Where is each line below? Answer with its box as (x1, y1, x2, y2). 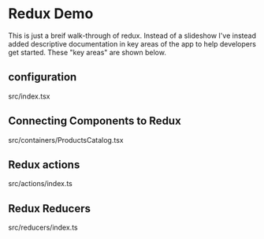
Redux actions (8, 158, 80, 171)
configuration (8, 70, 77, 84)
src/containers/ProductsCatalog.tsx (8, 135, 124, 144)
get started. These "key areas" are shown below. (8, 47, 167, 57)
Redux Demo (8, 5, 94, 23)
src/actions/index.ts (8, 179, 73, 189)
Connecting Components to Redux (8, 114, 181, 128)
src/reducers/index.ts (8, 222, 78, 233)
